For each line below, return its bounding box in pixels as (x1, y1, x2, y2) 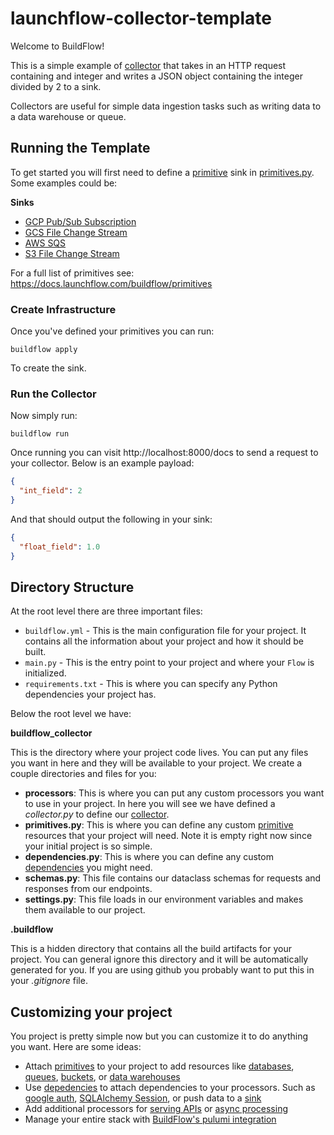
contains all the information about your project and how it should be (24, 635, 305, 647)
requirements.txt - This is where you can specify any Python (24, 678, 278, 690)
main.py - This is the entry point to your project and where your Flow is (24, 657, 315, 669)
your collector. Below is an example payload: (10, 457, 195, 469)
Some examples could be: (10, 177, 118, 189)
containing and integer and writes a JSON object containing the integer (10, 70, 303, 82)
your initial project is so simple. (24, 840, 153, 852)
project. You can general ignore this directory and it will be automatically (10, 953, 309, 966)
